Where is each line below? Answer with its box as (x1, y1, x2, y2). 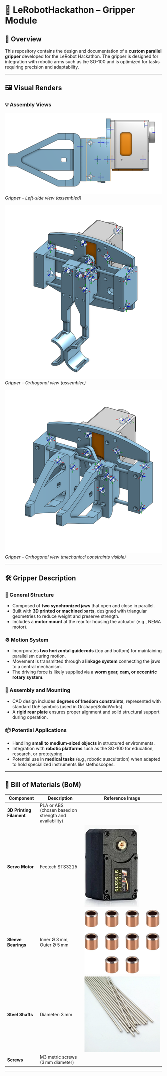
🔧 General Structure (5, 591, 54, 598)
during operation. (12, 714, 48, 720)
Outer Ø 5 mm (39, 942, 69, 948)
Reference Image (104, 795, 141, 801)
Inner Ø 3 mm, (39, 937, 69, 943)
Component (9, 795, 34, 801)
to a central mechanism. (12, 664, 62, 670)
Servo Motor (7, 863, 34, 870)
